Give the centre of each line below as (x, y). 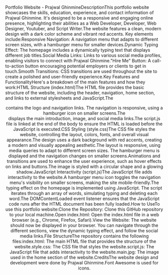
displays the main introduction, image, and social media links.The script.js (84, 118)
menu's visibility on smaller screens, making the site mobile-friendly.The (84, 182)
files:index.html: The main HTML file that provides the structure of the (84, 241)
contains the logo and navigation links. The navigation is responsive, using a (84, 108)
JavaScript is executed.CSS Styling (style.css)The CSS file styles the (84, 129)
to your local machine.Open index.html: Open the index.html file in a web (84, 215)
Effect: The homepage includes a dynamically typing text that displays (78, 50)
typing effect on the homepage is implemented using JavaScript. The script (84, 188)
